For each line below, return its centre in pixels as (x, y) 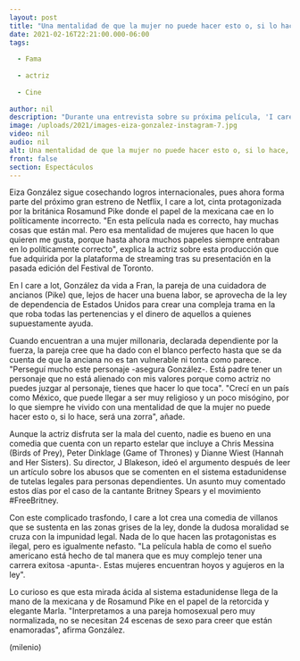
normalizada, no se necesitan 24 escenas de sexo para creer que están (141, 621)
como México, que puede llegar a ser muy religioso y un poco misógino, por (149, 397)
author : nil (31, 109)
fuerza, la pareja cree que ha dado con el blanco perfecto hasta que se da (146, 350)
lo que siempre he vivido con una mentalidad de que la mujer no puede (140, 407)
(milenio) (25, 648)
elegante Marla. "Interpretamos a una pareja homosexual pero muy (133, 611)
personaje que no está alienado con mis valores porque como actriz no (140, 379)
